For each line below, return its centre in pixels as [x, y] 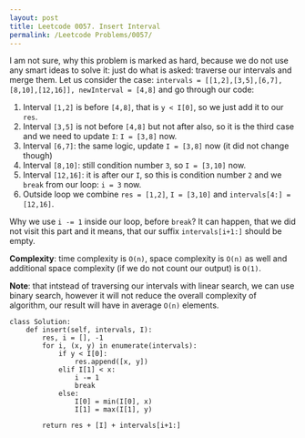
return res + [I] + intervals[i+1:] [112, 426]
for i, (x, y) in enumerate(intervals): [120, 346]
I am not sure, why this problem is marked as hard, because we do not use [149, 61]
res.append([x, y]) [111, 362]
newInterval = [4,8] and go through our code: [167, 90]
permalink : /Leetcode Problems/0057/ [81, 35]
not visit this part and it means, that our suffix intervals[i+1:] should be [146, 231]
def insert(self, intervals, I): [89, 330]
